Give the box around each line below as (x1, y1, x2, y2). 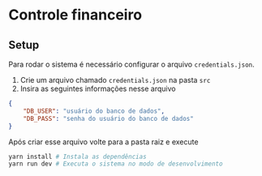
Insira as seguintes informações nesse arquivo (19, 84, 176, 93)
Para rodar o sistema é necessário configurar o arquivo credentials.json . (8, 59, 256, 69)
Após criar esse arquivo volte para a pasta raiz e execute (8, 136, 199, 147)
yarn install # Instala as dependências (8, 152, 148, 161)
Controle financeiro (8, 6, 143, 24)
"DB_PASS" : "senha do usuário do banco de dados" (23, 114, 195, 122)
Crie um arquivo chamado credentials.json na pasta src (19, 75, 211, 84)
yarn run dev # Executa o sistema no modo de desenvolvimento (8, 160, 223, 168)
